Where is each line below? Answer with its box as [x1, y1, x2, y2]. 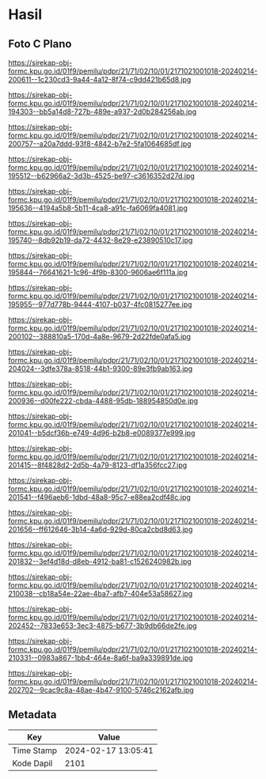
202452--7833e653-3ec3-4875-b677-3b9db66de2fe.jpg [8, 621, 197, 630]
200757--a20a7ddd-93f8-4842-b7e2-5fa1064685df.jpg [8, 139, 192, 148]
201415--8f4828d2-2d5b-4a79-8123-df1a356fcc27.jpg [8, 460, 188, 470]
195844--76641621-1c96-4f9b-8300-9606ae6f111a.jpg [8, 267, 188, 277]
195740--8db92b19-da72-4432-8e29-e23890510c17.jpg [8, 236, 193, 244]
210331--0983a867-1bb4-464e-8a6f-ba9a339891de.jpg [8, 653, 193, 662]
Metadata [8, 708, 57, 721]
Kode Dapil [12, 758, 53, 769]
